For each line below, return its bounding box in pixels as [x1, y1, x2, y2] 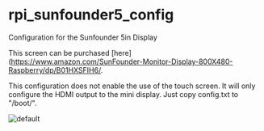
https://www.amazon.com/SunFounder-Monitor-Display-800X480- [10, 57, 233, 66]
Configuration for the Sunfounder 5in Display [8, 32, 157, 42]
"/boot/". [8, 98, 37, 108]
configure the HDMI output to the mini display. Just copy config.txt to [8, 89, 239, 99]
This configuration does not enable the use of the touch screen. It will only [8, 81, 256, 91]
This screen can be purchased [8, 48, 111, 57]
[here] [111, 48, 132, 57]
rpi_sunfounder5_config [8, 6, 174, 24]
